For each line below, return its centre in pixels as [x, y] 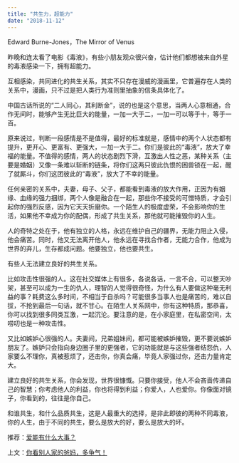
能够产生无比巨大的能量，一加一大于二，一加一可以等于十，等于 [132, 114]
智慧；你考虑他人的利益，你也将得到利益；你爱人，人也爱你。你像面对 [122, 389]
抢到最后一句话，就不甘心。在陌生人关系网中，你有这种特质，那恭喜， [129, 305]
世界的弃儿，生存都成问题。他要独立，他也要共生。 [82, 248]
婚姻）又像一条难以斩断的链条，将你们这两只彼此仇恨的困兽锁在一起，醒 [126, 165]
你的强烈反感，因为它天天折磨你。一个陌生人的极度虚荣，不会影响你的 [116, 207]
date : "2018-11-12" [36, 21]
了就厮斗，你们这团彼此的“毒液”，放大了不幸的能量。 [85, 173]
